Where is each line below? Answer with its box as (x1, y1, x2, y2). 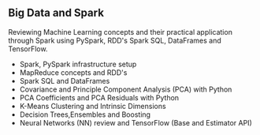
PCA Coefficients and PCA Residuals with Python (19, 92, 180, 102)
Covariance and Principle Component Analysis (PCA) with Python (19, 84, 232, 94)
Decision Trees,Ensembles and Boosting (19, 110, 151, 119)
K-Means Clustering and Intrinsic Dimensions (19, 101, 167, 111)
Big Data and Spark (8, 6, 105, 20)
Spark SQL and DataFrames (19, 76, 110, 85)
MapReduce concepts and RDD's (19, 67, 128, 77)
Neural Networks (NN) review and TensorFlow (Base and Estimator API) (19, 118, 252, 127)
